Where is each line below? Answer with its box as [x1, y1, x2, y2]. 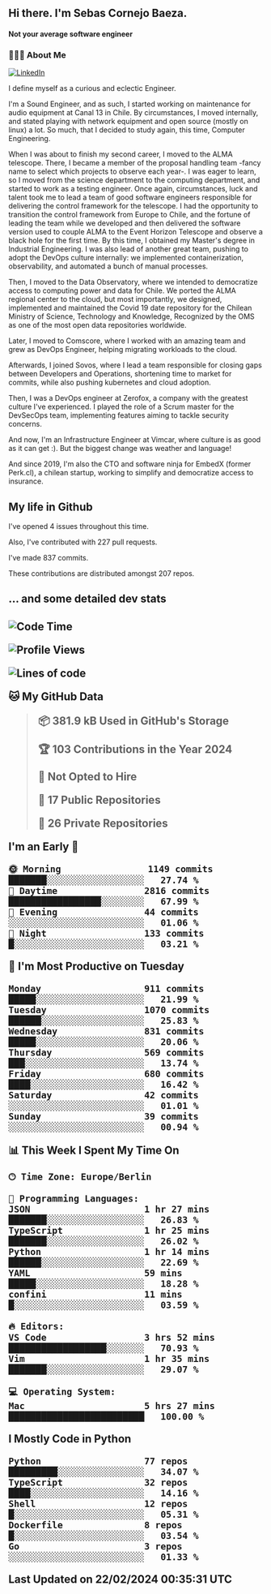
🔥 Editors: [8, 1320, 65, 1332]
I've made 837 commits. [8, 553, 89, 563]
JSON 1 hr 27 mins [8, 1203, 210, 1215]
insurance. [8, 476, 44, 486]
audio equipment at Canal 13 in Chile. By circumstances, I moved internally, [8, 108, 259, 118]
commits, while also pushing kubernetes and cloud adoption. [8, 377, 212, 388]
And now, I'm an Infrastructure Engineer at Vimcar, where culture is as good [8, 435, 261, 445]
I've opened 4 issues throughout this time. [8, 522, 150, 531]
